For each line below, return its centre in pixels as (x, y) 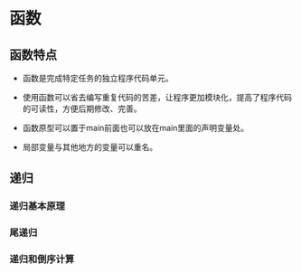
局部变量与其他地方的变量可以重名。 (90, 147)
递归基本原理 (38, 206)
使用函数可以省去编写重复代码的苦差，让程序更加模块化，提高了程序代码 (157, 97)
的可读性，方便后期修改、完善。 (82, 108)
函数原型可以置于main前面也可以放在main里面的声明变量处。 (136, 128)
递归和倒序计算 (42, 259)
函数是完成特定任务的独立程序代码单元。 (98, 78)
